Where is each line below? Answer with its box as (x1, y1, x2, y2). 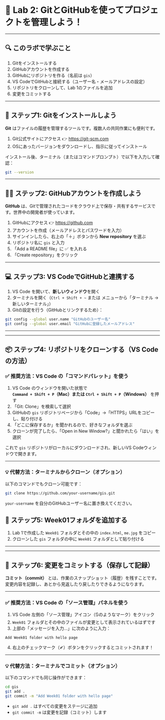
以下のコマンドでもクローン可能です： (5, 480, 82, 487)
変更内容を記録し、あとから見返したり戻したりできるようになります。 (5, 581, 147, 587)
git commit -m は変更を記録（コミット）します (12, 709, 107, 715)
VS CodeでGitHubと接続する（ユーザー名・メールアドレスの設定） (12, 78, 148, 84)
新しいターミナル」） (12, 301, 54, 307)
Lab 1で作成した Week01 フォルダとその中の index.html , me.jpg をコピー (12, 530, 156, 536)
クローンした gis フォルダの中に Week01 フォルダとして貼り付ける (12, 536, 144, 542)
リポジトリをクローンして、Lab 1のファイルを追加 (12, 85, 113, 90)
